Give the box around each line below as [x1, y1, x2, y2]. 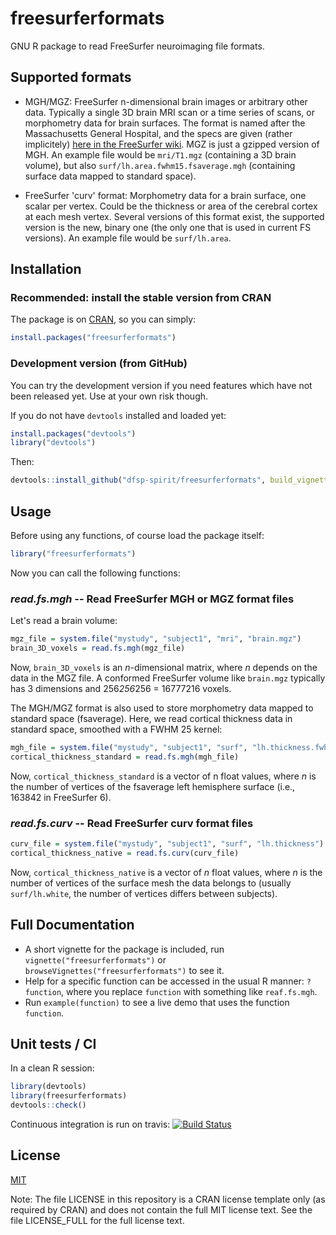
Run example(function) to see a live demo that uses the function [24, 996, 290, 1008]
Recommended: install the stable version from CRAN [10, 291, 272, 305]
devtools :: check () [10, 1100, 87, 1111]
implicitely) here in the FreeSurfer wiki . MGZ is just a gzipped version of [24, 138, 320, 150]
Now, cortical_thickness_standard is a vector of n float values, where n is [10, 770, 317, 782]
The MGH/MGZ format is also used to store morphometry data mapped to [10, 702, 314, 714]
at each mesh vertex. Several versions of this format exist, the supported [24, 210, 325, 222]
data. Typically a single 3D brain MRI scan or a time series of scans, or [24, 106, 315, 118]
